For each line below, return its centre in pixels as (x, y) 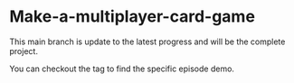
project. (24, 51)
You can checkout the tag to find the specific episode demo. (122, 69)
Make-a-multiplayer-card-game (133, 17)
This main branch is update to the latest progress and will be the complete (147, 41)
